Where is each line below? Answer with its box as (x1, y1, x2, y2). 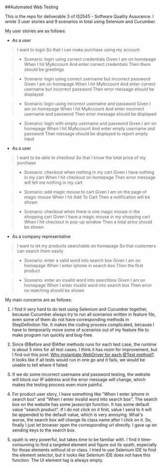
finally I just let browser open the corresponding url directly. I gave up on (12, 422, 157, 428)
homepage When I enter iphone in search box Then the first (24, 263, 144, 268)
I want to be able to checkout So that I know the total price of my (16, 155, 146, 161)
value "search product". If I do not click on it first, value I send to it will (12, 407, 152, 412)
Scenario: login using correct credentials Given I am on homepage (24, 56, 156, 62)
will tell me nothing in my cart (24, 179, 83, 185)
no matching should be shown (24, 288, 85, 293)
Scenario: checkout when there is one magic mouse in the (24, 209, 140, 214)
